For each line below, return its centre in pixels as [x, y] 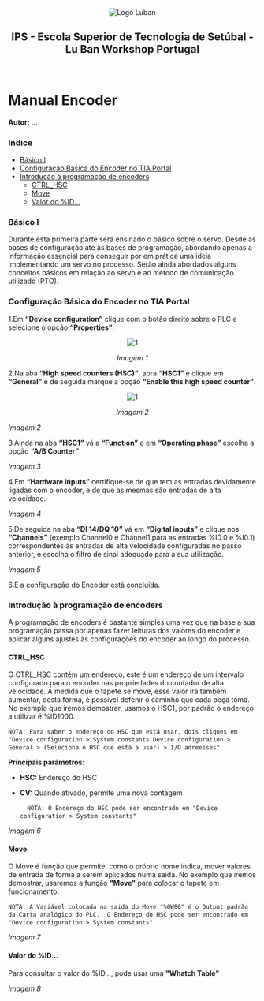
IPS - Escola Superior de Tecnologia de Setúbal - [132, 37]
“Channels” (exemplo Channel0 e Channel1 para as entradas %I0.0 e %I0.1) [132, 537]
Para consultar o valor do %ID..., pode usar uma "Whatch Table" [114, 973]
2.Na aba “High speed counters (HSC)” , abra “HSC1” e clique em [116, 373]
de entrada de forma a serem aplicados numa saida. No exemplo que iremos [132, 875]
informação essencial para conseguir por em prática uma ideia [110, 256]
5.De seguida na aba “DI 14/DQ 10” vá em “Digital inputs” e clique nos [124, 529]
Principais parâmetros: [46, 762]
